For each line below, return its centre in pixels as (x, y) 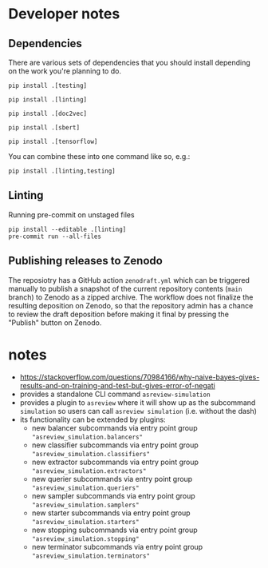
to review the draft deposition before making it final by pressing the (119, 314)
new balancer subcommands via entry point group (114, 427)
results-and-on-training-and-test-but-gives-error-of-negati (117, 385)
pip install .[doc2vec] (48, 113)
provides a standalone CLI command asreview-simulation (115, 394)
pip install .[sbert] (44, 128)
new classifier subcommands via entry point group (115, 445)
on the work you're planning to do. (65, 71)
